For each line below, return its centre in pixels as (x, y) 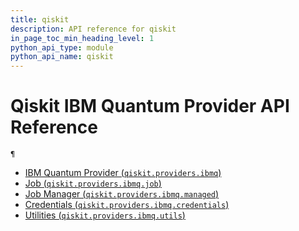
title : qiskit (40, 19)
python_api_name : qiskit (62, 57)
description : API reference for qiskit (93, 29)
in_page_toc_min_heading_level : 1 (82, 38)
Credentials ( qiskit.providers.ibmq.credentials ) (127, 205)
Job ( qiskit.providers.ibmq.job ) (93, 183)
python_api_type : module (62, 47)
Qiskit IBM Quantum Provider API (150, 106)
